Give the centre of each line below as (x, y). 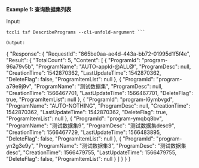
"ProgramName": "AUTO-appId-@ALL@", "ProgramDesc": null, (113, 66)
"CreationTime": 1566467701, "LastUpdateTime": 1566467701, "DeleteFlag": (99, 93)
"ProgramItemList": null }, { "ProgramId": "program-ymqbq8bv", (85, 118)
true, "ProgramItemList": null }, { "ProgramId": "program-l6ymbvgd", (90, 99)
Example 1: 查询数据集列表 (39, 9)
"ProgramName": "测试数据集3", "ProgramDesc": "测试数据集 (111, 146)
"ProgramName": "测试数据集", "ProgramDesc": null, (98, 86)
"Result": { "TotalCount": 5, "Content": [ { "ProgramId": (73, 60)
